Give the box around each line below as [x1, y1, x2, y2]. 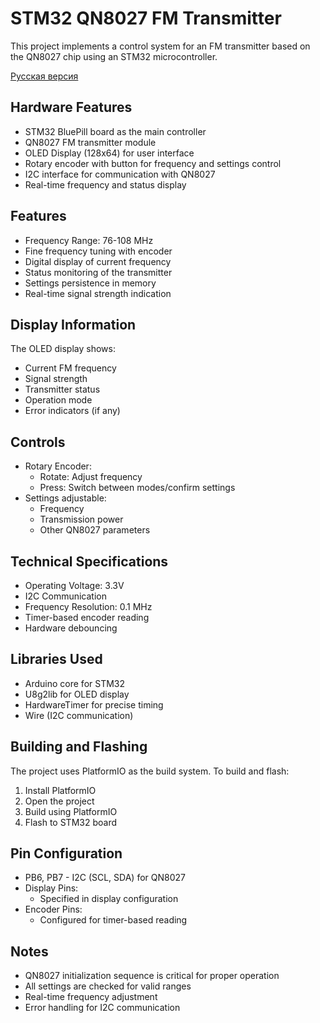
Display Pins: [24, 882, 79, 894]
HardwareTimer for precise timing [24, 698, 164, 711]
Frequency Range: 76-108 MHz [24, 234, 154, 246]
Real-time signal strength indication [24, 287, 172, 299]
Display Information [10, 316, 137, 333]
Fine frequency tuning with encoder [24, 245, 173, 257]
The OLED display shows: [10, 343, 116, 355]
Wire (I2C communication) [24, 709, 134, 721]
